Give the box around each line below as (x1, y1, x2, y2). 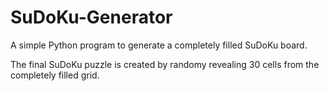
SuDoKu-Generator (10, 6, 173, 29)
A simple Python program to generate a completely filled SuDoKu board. (10, 39, 308, 51)
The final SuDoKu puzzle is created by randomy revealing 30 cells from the (10, 58, 320, 70)
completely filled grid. (10, 69, 100, 81)
